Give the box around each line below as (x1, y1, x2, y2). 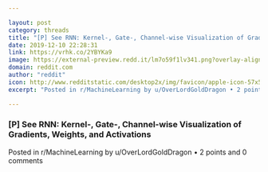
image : (8, 56, 30, 64)
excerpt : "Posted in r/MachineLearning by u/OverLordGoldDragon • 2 (8, 86, 241, 94)
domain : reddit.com (8, 63, 73, 72)
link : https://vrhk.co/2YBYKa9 (8, 49, 112, 57)
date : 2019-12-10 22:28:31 (8, 41, 98, 49)
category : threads (8, 26, 69, 34)
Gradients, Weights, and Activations (8, 129, 152, 140)
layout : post (8, 18, 52, 26)
